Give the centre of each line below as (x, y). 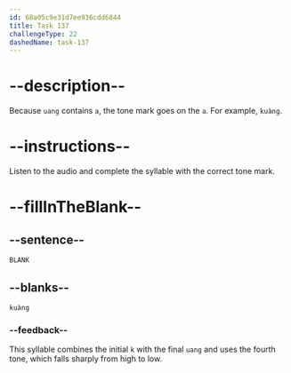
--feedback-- (39, 329)
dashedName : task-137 (49, 42)
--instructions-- (70, 147)
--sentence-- (47, 239)
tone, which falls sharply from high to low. (86, 359)
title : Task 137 (39, 26)
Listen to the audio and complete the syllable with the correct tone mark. (142, 171)
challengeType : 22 (43, 34)
